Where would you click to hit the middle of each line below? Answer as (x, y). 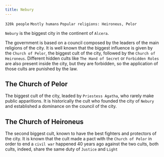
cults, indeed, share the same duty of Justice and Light (61, 149)
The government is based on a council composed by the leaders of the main (82, 43)
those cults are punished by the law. (42, 69)
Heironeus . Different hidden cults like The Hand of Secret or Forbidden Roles (82, 58)
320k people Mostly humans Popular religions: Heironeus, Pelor (71, 24)
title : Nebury (20, 10)
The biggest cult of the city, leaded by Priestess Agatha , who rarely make (80, 96)
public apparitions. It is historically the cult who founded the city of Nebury (80, 101)
